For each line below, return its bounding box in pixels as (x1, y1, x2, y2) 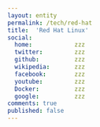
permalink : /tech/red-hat (7, 19, 92, 27)
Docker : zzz (14, 84, 86, 93)
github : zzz (14, 56, 86, 64)
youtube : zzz (14, 77, 86, 85)
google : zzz (14, 92, 86, 100)
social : (7, 33, 33, 42)
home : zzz (14, 41, 86, 49)
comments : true (7, 99, 57, 107)
